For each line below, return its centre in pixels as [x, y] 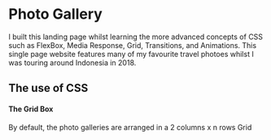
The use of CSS [48, 88]
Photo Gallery [56, 14]
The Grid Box [31, 109]
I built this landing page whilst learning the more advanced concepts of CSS [135, 37]
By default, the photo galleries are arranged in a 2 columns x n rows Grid [130, 127]
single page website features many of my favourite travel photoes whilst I [131, 54]
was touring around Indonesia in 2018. [72, 63]
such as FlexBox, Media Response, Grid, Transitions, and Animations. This [133, 45]
